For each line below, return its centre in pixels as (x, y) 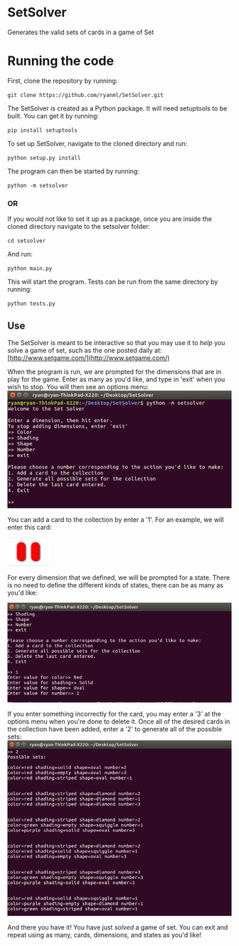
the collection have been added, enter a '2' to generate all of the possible (115, 729)
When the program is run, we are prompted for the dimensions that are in (115, 371)
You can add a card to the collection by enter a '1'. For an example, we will (116, 520)
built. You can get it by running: (53, 115)
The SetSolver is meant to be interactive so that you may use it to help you (116, 342)
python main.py (30, 269)
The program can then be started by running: (74, 171)
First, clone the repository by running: (63, 81)
